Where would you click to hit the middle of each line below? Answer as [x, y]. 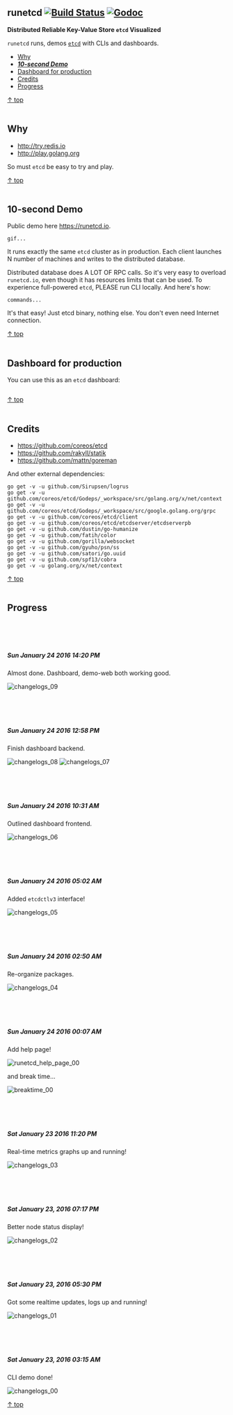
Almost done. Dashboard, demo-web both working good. [89, 673]
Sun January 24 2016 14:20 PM [54, 656]
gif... [17, 239]
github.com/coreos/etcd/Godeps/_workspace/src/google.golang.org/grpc [112, 511]
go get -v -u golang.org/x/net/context [65, 566]
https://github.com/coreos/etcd [62, 445]
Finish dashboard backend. [46, 748]
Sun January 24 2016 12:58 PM [53, 731]
